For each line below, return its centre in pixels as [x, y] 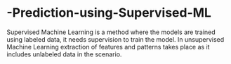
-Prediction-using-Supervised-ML [109, 13]
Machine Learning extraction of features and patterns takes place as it [108, 47]
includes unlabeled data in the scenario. [64, 54]
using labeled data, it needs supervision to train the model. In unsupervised [115, 39]
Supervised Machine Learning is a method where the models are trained [111, 32]
